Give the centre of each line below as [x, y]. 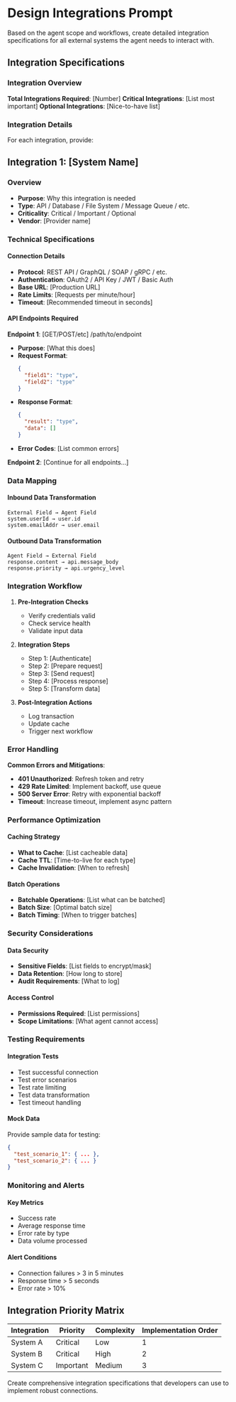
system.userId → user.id [44, 519]
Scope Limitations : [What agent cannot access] [88, 1021]
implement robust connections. [53, 1391]
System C [27, 1366]
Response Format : [45, 402]
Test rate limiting [42, 1087]
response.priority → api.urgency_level [66, 568]
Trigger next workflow [61, 731]
